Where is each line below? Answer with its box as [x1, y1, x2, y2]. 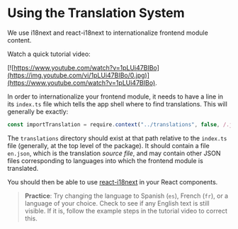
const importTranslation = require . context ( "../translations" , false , [7, 121, 220, 128]
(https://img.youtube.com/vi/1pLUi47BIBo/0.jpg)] [7, 71, 150, 79]
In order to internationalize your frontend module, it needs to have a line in [7, 92, 224, 101]
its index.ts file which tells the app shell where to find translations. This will [7, 99, 228, 108]
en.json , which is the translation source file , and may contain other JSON [7, 149, 221, 157]
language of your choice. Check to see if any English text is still [24, 199, 210, 207]
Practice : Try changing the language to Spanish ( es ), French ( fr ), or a [24, 191, 229, 200]
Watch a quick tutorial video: [7, 50, 91, 58]
